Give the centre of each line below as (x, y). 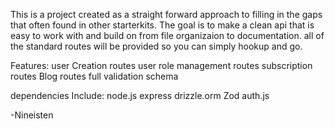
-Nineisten (32, 115)
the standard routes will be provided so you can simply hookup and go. (156, 46)
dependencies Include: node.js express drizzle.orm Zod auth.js (140, 95)
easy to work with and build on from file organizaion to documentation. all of (167, 35)
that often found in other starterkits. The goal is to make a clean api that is (162, 25)
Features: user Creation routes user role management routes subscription (161, 65)
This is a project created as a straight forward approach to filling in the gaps (166, 14)
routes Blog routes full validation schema (94, 76)
